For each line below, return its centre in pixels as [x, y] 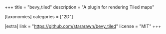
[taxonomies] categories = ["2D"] [39, 17]
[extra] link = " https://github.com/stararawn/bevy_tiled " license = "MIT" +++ [83, 26]
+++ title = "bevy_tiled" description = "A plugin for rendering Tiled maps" [80, 7]
